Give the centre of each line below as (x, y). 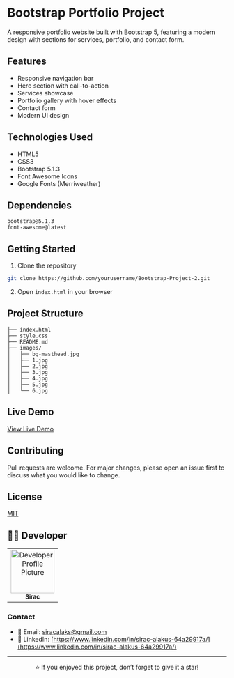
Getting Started (41, 249)
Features (27, 62)
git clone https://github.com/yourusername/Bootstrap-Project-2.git (109, 279)
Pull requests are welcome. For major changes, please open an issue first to (116, 468)
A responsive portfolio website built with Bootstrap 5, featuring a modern (111, 32)
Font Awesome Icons (47, 176)
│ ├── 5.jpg (28, 385)
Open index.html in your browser (65, 292)
